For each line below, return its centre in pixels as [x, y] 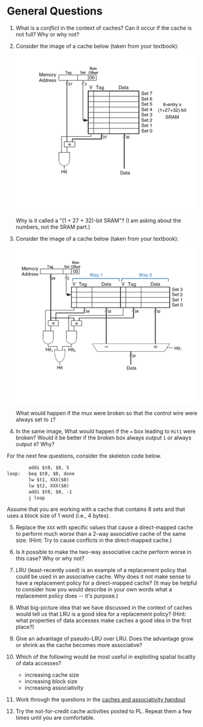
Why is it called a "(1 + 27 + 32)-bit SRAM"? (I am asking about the [98, 221]
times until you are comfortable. [55, 718]
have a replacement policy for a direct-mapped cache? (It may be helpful [106, 583]
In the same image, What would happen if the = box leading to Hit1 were [105, 432]
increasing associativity [54, 688]
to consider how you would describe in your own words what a [94, 590]
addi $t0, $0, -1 [50, 492]
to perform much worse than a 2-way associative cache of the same [101, 534]
